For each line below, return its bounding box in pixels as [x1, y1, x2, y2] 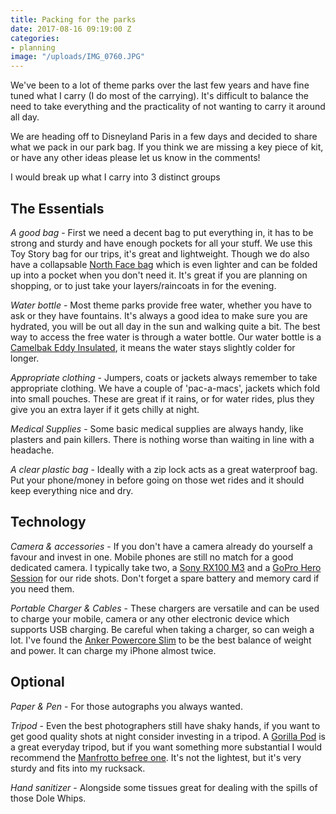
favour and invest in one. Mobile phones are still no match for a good [10, 551, 294, 563]
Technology [10, 514, 87, 531]
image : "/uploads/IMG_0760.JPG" [10, 52, 145, 62]
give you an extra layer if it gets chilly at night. [10, 403, 200, 415]
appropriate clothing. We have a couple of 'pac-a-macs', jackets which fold [10, 382, 320, 394]
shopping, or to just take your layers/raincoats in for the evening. [10, 279, 277, 291]
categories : [10, 33, 60, 43]
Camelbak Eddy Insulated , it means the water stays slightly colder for [10, 341, 296, 353]
